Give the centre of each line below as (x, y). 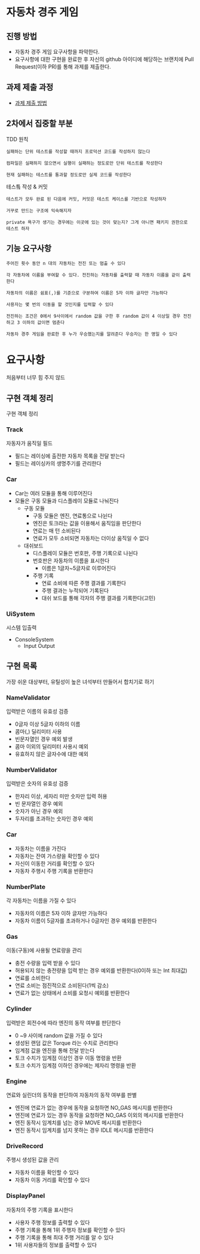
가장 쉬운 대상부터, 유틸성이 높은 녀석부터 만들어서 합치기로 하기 (80, 681)
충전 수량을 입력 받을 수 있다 (47, 963)
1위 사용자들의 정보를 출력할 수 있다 (56, 1244)
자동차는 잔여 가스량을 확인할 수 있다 (57, 856)
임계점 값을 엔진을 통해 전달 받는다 (55, 1050)
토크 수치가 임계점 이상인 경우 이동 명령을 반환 (68, 1058)
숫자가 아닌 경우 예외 (39, 811)
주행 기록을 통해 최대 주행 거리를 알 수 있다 (64, 1237)
